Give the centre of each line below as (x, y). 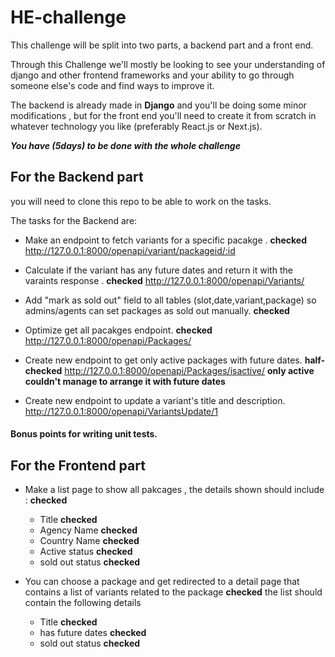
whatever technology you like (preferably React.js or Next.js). (136, 126)
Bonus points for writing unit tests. (84, 434)
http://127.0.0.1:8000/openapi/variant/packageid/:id (130, 250)
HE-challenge (68, 17)
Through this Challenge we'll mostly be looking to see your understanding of (168, 64)
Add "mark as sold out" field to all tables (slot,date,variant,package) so (170, 300)
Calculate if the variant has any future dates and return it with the (158, 270)
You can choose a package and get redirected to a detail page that (162, 582)
